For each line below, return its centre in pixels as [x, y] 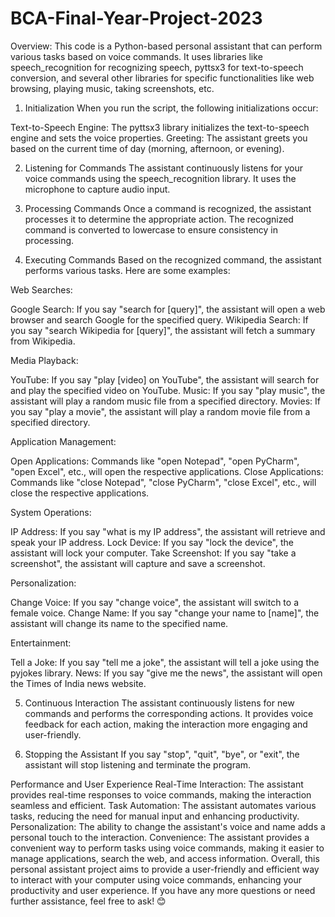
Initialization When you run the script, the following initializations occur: [171, 108]
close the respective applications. [80, 493]
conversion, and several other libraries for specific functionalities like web [162, 78]
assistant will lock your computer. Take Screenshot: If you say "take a [153, 553]
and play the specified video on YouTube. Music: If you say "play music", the [168, 390]
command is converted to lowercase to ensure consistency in [151, 229]
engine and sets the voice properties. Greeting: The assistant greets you [159, 138]
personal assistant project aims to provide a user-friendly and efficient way [165, 869]
